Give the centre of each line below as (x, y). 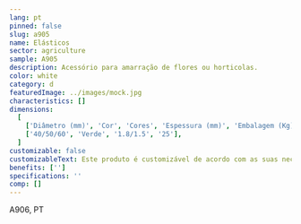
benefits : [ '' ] (38, 168)
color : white (34, 76)
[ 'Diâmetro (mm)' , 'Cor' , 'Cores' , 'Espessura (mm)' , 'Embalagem (150, 126)
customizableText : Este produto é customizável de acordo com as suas (144, 159)
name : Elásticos (39, 43)
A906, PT (27, 210)
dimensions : (31, 109)
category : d (31, 84)
